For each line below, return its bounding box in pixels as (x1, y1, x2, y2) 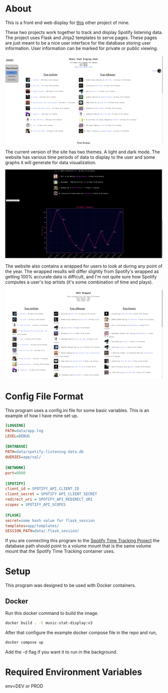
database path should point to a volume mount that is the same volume (5, 543, 151, 549)
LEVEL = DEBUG (5, 434, 30, 439)
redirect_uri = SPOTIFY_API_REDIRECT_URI (5, 497, 93, 502)
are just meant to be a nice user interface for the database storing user (5, 40, 151, 46)
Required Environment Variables (5, 666, 142, 677)
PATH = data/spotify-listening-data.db (5, 449, 84, 455)
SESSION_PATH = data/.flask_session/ (5, 529, 79, 534)
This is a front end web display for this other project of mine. (5, 20, 130, 26)
